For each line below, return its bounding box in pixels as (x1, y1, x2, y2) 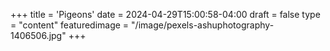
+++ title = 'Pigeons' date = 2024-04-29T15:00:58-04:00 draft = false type (10, 9, 321, 20)
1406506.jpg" (10, 30, 67, 41)
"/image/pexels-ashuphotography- (131, 19, 275, 31)
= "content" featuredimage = (10, 19, 130, 31)
